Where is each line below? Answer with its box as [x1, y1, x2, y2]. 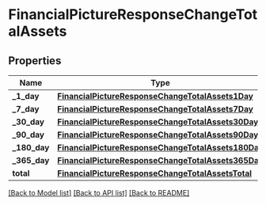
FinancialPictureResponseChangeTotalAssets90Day [57, 129, 259, 140]
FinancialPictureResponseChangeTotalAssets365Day [57, 155, 264, 165]
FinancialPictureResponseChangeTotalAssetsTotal [57, 168, 252, 179]
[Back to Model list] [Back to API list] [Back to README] [8, 188, 190, 197]
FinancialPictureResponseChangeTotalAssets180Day [57, 142, 264, 153]
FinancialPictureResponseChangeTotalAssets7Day [57, 104, 253, 114]
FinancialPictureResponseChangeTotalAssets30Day [57, 116, 259, 127]
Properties [8, 54, 62, 67]
